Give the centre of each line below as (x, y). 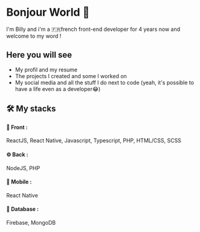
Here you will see (39, 55)
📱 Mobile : (19, 182)
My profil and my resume (46, 70)
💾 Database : (23, 209)
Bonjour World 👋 (48, 12)
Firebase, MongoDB (31, 222)
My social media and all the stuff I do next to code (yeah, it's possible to (105, 82)
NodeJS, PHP (23, 168)
